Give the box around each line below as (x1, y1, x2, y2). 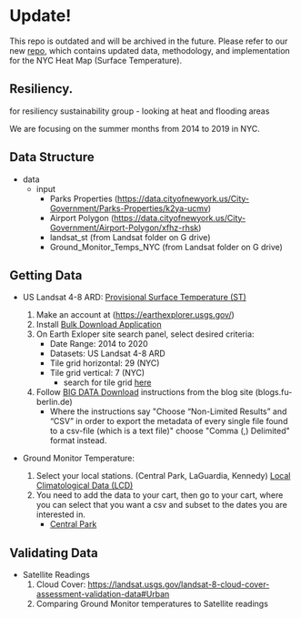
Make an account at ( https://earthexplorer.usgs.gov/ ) (35, 309, 235, 320)
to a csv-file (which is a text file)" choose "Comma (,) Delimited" (49, 425, 290, 437)
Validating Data (9, 545, 98, 561)
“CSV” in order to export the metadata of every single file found (49, 416, 288, 427)
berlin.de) (35, 397, 73, 408)
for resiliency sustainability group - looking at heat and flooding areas (9, 106, 270, 117)
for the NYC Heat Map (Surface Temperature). (9, 55, 183, 66)
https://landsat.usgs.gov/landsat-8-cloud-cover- (87, 579, 270, 590)
